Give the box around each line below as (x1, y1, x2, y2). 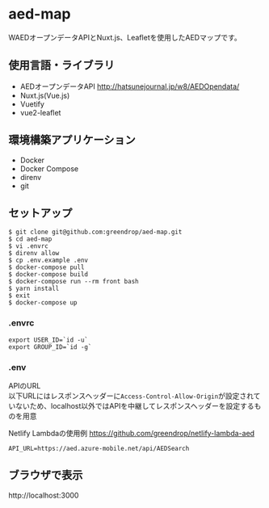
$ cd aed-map (8, 235, 53, 243)
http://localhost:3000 (8, 490, 79, 500)
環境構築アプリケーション (8, 133, 136, 147)
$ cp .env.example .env (8, 256, 89, 265)
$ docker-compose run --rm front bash (8, 278, 139, 286)
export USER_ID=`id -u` (8, 336, 89, 344)
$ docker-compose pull (8, 263, 85, 271)
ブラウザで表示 (8, 468, 83, 482)
